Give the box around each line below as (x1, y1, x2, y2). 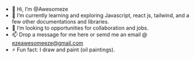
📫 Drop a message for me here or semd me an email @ (11, 31, 148, 38)
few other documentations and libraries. (11, 18, 109, 25)
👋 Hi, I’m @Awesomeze (11, 6, 69, 12)
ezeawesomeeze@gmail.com (11, 40, 84, 47)
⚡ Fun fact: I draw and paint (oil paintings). (11, 46, 115, 53)
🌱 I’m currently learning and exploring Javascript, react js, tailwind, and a (11, 12, 190, 19)
